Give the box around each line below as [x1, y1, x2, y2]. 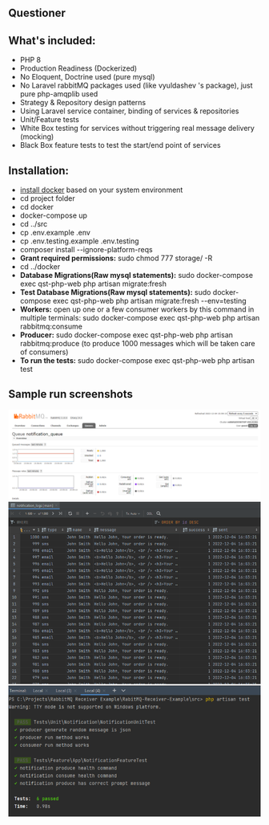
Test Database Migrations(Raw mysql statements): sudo [19, 288, 211, 297]
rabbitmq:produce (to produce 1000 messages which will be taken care [19, 339, 255, 349]
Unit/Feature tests [19, 115, 80, 125]
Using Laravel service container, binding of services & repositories [19, 106, 239, 116]
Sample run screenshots [8, 387, 134, 401]
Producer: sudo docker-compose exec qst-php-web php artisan [19, 330, 234, 340]
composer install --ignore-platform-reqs [19, 245, 154, 255]
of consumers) [19, 347, 69, 357]
